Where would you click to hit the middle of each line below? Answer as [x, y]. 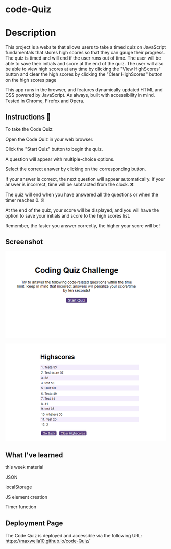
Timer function [21, 507]
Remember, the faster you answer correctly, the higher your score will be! [82, 226]
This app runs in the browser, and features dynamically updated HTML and [84, 90]
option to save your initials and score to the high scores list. [68, 215]
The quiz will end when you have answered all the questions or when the [82, 194]
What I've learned [34, 455]
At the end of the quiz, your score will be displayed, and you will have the [82, 210]
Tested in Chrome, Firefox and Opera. [45, 101]
